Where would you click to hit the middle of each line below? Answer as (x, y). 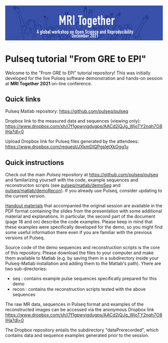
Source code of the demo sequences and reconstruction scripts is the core (82, 248)
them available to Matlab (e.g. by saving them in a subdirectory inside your (82, 258)
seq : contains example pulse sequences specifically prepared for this (84, 279)
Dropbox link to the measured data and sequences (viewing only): (73, 121)
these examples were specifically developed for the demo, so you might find (84, 227)
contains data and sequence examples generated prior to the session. (77, 335)
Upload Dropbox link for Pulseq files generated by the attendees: (72, 142)
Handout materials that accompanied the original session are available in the (84, 206)
